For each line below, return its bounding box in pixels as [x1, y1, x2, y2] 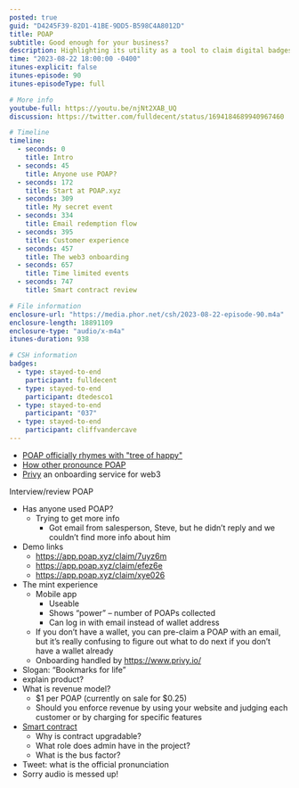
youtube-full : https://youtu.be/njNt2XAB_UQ [9, 103, 177, 112]
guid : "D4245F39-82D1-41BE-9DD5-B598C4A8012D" [9, 21, 185, 30]
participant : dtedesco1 [25, 392, 114, 401]
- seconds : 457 [17, 244, 74, 253]
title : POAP [9, 29, 53, 38]
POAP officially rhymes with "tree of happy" [21, 449, 183, 460]
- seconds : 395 [17, 227, 74, 236]
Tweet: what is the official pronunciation [21, 759, 169, 769]
